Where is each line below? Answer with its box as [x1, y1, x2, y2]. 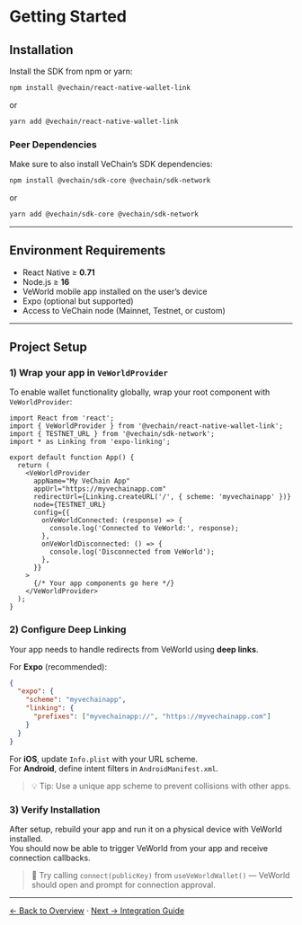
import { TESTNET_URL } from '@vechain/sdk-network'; [9, 430, 216, 439]
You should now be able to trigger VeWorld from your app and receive [9, 842, 269, 853]
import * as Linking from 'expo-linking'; [9, 438, 171, 447]
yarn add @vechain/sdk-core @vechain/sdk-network [9, 209, 200, 218]
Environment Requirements [9, 243, 166, 258]
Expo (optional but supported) [22, 295, 134, 307]
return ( [17, 461, 50, 470]
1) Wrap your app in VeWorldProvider [9, 366, 169, 378]
